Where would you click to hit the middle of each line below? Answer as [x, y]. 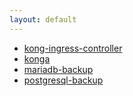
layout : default [43, 19]
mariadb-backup [58, 69]
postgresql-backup [63, 80]
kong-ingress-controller [73, 48]
